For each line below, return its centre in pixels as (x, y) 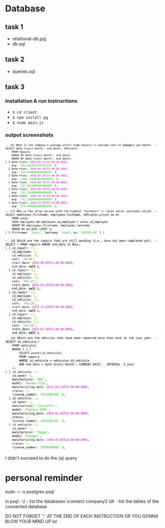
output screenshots (29, 135)
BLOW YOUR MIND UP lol (31, 521)
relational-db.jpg (29, 39)
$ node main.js (28, 123)
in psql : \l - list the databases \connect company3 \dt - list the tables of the (82, 501)
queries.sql (24, 71)
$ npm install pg (30, 117)
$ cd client (24, 112)
